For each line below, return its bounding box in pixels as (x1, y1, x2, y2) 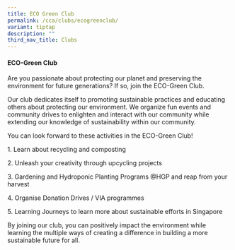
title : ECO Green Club (7, 10, 74, 18)
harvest (7, 180, 30, 189)
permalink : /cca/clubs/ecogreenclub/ (7, 17, 119, 24)
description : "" (7, 30, 55, 37)
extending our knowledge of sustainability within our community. (7, 118, 196, 126)
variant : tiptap (7, 23, 55, 30)
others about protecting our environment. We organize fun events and (7, 103, 211, 112)
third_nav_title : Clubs (7, 37, 78, 44)
